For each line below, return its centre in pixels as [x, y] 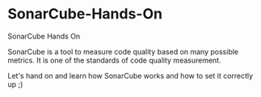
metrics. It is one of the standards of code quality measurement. [114, 60]
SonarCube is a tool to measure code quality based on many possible [123, 51]
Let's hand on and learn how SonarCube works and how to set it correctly [130, 75]
